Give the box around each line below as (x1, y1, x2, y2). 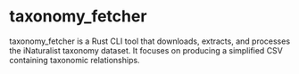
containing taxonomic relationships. (9, 54, 140, 65)
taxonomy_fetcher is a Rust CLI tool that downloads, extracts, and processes (9, 36, 291, 46)
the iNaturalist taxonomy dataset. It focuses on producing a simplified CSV (9, 45, 283, 55)
